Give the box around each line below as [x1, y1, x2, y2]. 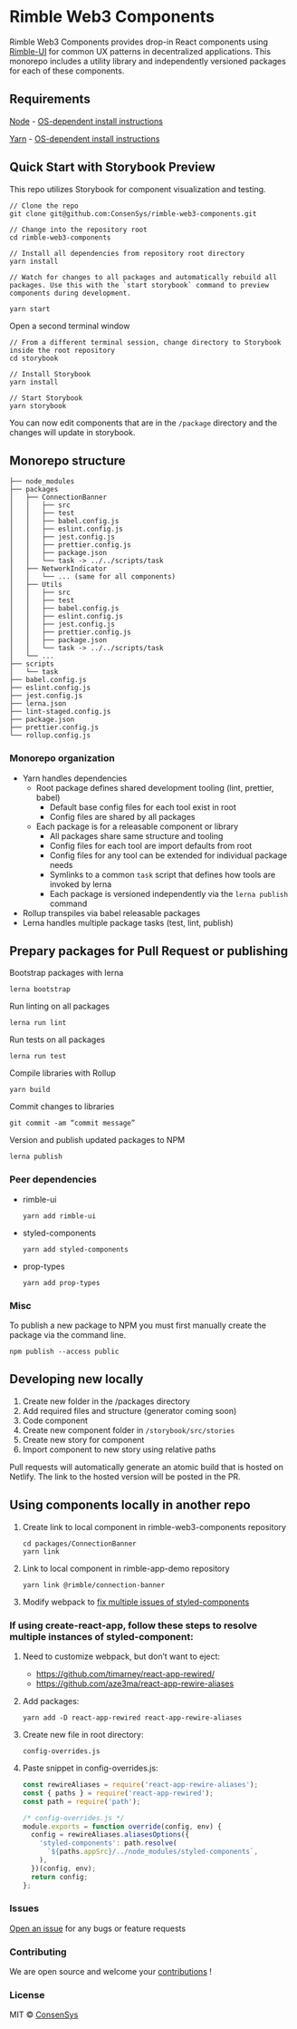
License [9, 1989, 45, 2002]
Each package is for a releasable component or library [35, 821, 239, 832]
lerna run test [9, 1052, 67, 1061]
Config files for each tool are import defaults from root [49, 840, 253, 851]
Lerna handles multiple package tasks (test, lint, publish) [22, 917, 234, 928]
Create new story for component [22, 1434, 145, 1445]
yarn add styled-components [22, 1244, 129, 1253]
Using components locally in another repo [9, 1497, 251, 1513]
